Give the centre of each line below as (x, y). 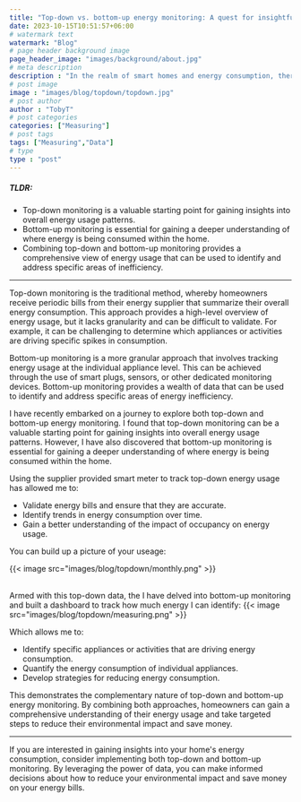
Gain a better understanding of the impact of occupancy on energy (146, 524)
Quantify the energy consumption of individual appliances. (130, 668)
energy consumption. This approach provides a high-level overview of (139, 312)
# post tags (31, 134)
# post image (34, 84)
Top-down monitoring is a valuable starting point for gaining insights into (156, 211)
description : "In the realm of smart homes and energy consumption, (142, 76)
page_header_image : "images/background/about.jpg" (106, 59)
